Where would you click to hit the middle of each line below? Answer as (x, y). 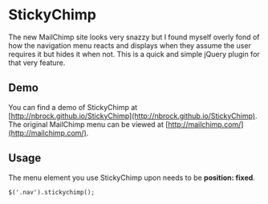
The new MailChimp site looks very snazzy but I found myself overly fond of (134, 37)
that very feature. (37, 63)
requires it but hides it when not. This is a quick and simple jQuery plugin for (134, 54)
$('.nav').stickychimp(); (51, 192)
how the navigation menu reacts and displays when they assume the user (130, 45)
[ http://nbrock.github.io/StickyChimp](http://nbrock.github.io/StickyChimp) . (133, 116)
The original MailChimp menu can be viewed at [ (88, 124)
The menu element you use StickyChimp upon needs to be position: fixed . (132, 177)
